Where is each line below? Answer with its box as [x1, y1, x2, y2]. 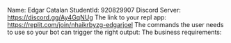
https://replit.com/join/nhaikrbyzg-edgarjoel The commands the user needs [7, 21, 224, 28]
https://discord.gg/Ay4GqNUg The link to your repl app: [7, 13, 167, 21]
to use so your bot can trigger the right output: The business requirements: [7, 28, 222, 36]
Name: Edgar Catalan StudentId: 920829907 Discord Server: [7, 6, 181, 14]
